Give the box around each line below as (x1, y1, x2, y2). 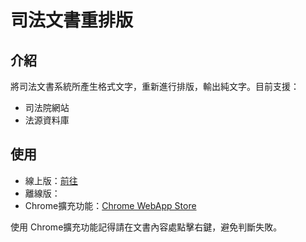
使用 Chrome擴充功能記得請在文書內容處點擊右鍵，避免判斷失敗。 (10, 221, 283, 233)
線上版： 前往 (24, 174, 78, 186)
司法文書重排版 (10, 9, 134, 32)
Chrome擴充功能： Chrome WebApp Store (24, 199, 197, 211)
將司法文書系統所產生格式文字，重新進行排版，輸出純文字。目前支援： (10, 81, 300, 92)
